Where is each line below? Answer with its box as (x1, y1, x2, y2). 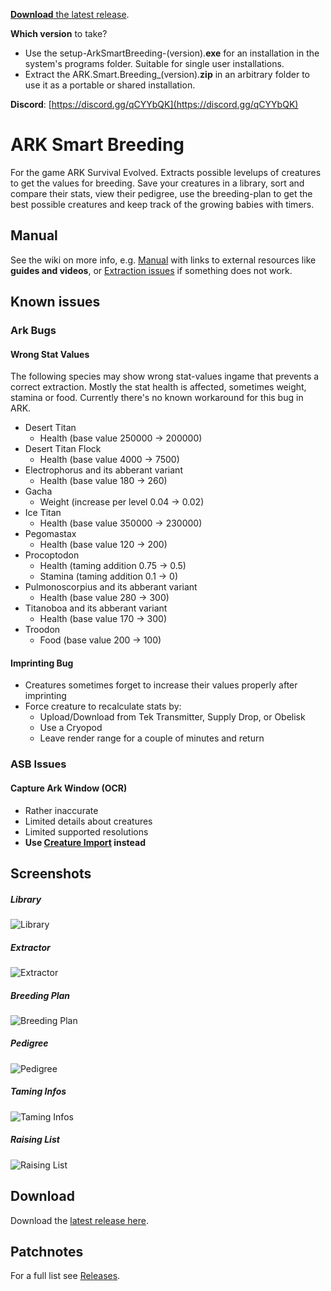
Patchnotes (10, 1244, 84, 1260)
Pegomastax (24, 528, 77, 540)
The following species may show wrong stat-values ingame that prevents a (10, 370, 320, 383)
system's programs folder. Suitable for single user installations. (24, 58, 285, 69)
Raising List (10, 1134, 60, 1146)
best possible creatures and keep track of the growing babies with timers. (10, 198, 315, 210)
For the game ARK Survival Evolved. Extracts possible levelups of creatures (10, 166, 322, 178)
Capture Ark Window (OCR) (10, 782, 128, 794)
